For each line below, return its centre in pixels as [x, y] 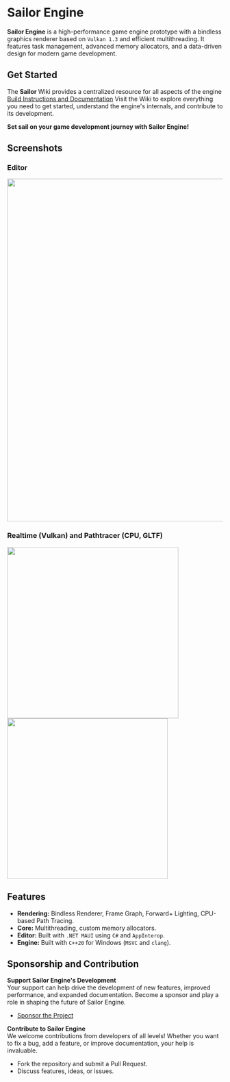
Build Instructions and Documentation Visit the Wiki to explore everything [110, 99]
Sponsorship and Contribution [73, 964]
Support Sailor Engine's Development [62, 981]
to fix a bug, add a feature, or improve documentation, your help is [101, 1044]
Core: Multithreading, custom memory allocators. [87, 928]
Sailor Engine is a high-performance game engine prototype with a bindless [114, 32]
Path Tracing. [55, 920]
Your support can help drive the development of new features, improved [109, 987]
